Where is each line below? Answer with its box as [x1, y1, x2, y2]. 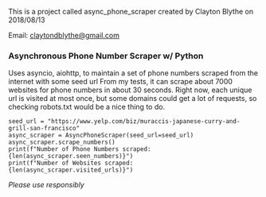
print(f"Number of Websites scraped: [8, 159, 134, 168]
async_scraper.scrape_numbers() [8, 138, 115, 146]
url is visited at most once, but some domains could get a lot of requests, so [8, 94, 257, 103]
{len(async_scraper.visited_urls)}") [8, 166, 134, 174]
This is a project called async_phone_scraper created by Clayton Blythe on [8, 7, 253, 16]
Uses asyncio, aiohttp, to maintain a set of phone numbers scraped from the [8, 68, 259, 78]
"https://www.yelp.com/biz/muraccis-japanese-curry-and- [47, 118, 241, 126]
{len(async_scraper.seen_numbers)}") [8, 153, 134, 160]
